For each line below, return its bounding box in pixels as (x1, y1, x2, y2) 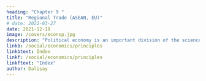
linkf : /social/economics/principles (6, 54, 103, 60)
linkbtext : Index (6, 49, 51, 55)
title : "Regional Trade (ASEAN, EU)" (6, 15, 103, 21)
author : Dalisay (6, 65, 48, 72)
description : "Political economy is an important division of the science (6, 37, 202, 43)
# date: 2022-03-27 (6, 20, 56, 26)
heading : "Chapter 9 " (6, 9, 64, 15)
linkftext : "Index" (6, 60, 56, 66)
